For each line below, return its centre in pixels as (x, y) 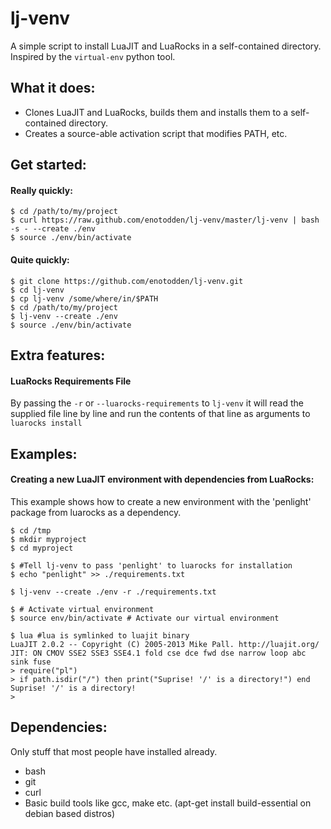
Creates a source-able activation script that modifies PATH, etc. (156, 133)
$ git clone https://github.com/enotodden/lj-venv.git (127, 281)
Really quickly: (41, 190)
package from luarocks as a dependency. (96, 512)
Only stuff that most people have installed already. (114, 751)
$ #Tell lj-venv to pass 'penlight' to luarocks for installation (151, 565)
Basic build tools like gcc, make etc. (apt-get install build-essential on (168, 803)
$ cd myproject (42, 548)
